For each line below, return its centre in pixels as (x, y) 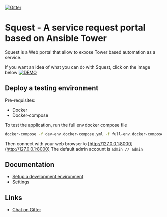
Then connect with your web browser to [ (48, 143)
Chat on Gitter (27, 210)
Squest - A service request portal (75, 28)
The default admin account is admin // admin (97, 149)
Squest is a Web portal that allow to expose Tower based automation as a (80, 52)
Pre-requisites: (20, 100)
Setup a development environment (48, 177)
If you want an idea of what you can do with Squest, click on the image (78, 67)
